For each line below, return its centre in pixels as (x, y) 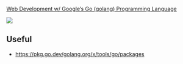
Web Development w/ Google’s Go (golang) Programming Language (91, 9)
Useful (19, 39)
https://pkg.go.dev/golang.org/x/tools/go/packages (80, 54)
